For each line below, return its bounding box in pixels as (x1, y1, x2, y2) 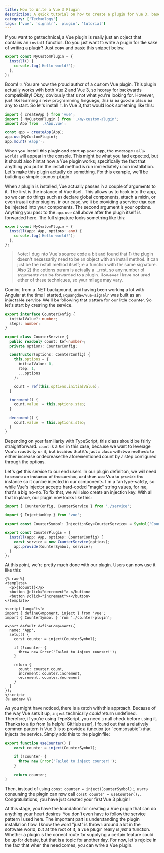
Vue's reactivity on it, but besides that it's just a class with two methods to (5, 448, 155, 454)
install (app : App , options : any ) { (9, 228, 82, 233)
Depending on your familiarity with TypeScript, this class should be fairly (5, 438, 151, 444)
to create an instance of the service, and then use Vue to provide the (5, 474, 143, 479)
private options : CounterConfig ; (9, 344, 78, 349)
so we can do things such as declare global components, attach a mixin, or (5, 194, 156, 200)
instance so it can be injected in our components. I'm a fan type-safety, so (5, 478, 155, 484)
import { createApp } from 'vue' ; (5, 112, 76, 117)
